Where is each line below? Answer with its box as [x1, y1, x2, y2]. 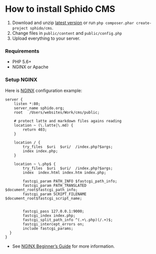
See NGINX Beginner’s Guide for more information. [12, 243, 115, 249]
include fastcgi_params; [23, 226, 74, 231]
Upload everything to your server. [12, 35, 80, 41]
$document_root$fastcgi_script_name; [5, 196, 82, 201]
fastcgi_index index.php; [23, 213, 76, 218]
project [12, 26, 28, 30]
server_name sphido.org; [14, 106, 65, 111]
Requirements [5, 48, 40, 55]
